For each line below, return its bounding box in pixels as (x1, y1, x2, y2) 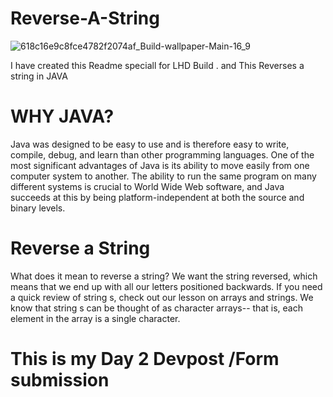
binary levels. (10, 202, 66, 214)
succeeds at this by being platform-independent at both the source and (10, 191, 305, 203)
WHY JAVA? (10, 105, 115, 128)
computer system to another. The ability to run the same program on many (10, 170, 317, 182)
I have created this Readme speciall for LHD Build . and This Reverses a (10, 59, 305, 71)
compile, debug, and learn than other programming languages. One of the (10, 148, 315, 161)
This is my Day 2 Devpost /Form (10, 348, 280, 370)
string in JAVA (10, 70, 68, 82)
